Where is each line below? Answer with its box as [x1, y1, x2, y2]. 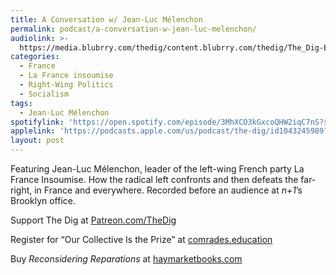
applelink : [10, 126, 56, 136]
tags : [10, 98, 33, 108]
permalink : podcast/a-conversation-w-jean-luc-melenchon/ [10, 24, 257, 34]
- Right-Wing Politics [19, 80, 114, 90]
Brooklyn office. [10, 195, 77, 206]
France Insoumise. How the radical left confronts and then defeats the [10, 174, 299, 185]
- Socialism [19, 89, 70, 99]
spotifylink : [10, 117, 65, 127]
